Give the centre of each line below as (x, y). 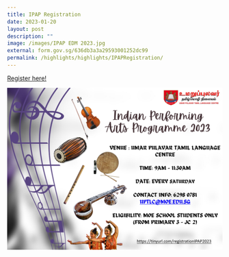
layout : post (26, 29)
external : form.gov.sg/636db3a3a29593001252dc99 (78, 51)
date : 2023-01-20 (32, 22)
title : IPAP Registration (44, 14)
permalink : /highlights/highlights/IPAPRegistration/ (85, 58)
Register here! (27, 78)
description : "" (30, 36)
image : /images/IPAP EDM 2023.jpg (56, 44)
